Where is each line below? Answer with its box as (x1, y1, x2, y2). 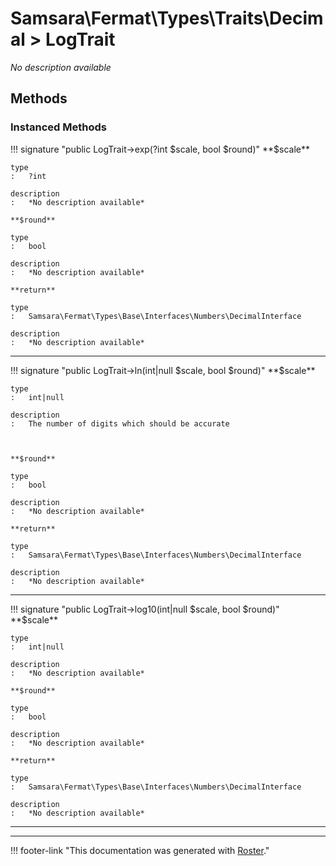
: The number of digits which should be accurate (10, 418, 230, 429)
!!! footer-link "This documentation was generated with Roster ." (10, 844, 270, 856)
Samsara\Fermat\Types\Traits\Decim (10, 7, 324, 30)
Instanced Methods (10, 120, 107, 134)
